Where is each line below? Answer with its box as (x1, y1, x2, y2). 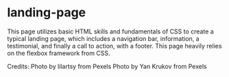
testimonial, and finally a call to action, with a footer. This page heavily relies (7, 42, 222, 50)
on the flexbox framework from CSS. (7, 49, 111, 57)
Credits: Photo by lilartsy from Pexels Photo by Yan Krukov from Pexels (7, 62, 207, 70)
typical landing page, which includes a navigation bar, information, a (7, 34, 200, 42)
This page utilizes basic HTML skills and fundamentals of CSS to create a (7, 27, 214, 35)
